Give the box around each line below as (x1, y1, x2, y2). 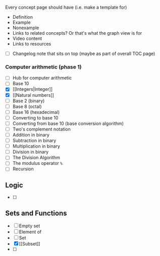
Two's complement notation (12, 126, 71, 132)
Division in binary (12, 149, 49, 155)
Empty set (19, 223, 40, 229)
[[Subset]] (19, 241, 40, 247)
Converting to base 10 (12, 114, 59, 120)
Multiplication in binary (12, 143, 61, 149)
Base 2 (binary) (12, 98, 45, 104)
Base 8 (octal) (12, 103, 42, 109)
